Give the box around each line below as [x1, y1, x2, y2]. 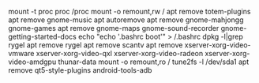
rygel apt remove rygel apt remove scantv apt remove [8, 40, 183, 50]
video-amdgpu [8, 57, 57, 66]
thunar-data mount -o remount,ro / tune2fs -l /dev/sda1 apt [58, 57, 250, 66]
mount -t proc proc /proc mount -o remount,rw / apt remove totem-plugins [8, 7, 251, 16]
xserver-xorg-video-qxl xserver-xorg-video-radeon [36, 49, 204, 58]
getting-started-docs [8, 32, 77, 41]
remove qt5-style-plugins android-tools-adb [8, 66, 152, 74]
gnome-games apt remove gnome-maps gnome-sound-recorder [8, 24, 220, 32]
